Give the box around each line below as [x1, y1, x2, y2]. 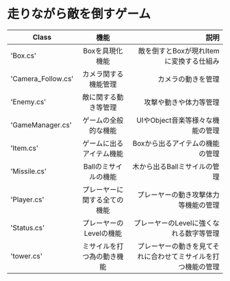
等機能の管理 [177, 200, 220, 210]
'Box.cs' [10, 51, 36, 60]
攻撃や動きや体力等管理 [143, 97, 220, 107]
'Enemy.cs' [10, 97, 47, 106]
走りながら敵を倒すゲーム [7, 6, 151, 22]
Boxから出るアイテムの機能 [132, 138, 220, 148]
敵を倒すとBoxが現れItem [138, 46, 220, 56]
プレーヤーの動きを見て [137, 241, 213, 251]
